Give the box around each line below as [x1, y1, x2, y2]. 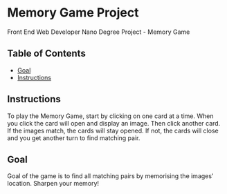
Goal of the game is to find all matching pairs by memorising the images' [7, 172, 214, 180]
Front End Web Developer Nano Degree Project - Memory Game [7, 28, 190, 36]
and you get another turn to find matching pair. [7, 133, 140, 142]
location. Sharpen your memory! [7, 180, 99, 188]
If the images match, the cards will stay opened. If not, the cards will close [7, 126, 219, 135]
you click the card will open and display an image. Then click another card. [7, 119, 221, 127]
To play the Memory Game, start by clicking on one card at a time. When [7, 112, 214, 120]
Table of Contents [7, 48, 87, 59]
